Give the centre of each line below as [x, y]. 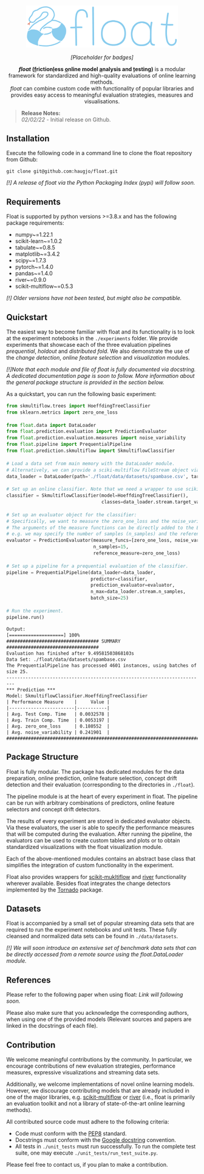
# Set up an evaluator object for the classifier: [72, 515]
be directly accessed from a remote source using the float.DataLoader [95, 954]
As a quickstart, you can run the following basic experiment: [81, 394]
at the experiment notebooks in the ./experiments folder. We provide [92, 338]
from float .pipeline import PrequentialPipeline [69, 445]
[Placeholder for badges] [102, 57]
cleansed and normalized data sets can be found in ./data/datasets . [92, 936]
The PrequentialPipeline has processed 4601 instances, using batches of [102, 665]
